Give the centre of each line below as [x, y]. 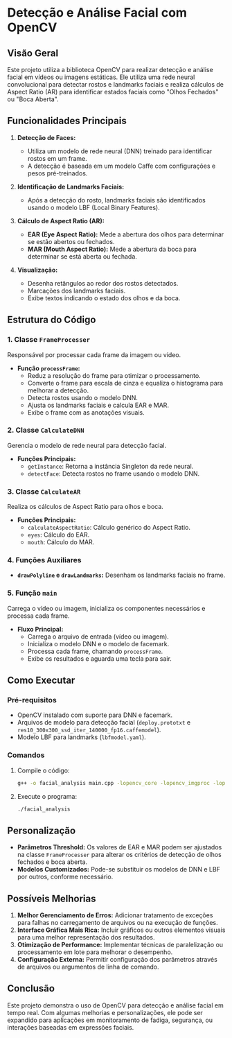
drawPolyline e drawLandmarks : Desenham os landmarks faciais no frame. [121, 575]
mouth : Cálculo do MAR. [61, 542]
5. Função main [32, 593]
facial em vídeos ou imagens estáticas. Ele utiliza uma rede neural [101, 77]
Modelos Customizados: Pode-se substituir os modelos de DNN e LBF [118, 870]
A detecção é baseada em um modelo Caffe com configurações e [122, 166]
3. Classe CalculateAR [44, 492]
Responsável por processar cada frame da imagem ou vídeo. [94, 354]
